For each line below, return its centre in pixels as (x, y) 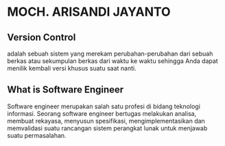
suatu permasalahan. (37, 135)
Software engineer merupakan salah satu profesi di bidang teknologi (104, 106)
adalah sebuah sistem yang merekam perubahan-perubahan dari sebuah (110, 53)
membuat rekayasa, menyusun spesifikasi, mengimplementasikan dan (106, 121)
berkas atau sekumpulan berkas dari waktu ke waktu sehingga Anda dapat (113, 61)
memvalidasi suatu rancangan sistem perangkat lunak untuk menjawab (107, 128)
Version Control (42, 37)
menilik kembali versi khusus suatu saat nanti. (72, 68)
